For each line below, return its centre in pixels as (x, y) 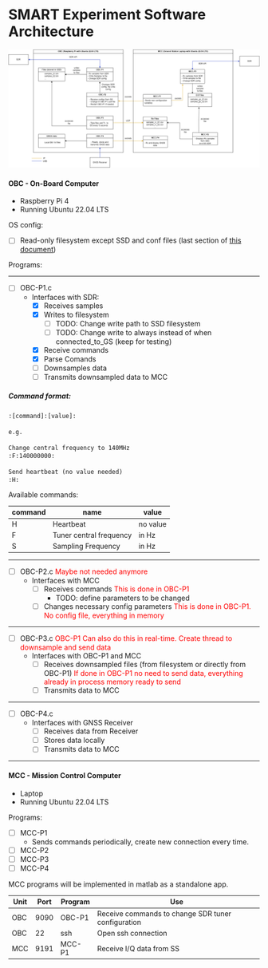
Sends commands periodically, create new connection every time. (140, 842)
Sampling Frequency (87, 546)
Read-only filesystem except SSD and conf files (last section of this (130, 240)
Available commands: (43, 494)
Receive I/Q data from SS (138, 948)
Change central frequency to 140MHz (69, 448)
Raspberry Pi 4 (44, 201)
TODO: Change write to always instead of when (134, 332)
